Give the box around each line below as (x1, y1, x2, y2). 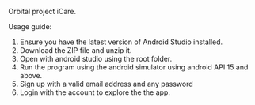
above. (19, 71, 43, 80)
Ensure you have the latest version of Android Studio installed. (19, 37, 223, 47)
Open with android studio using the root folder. (19, 54, 173, 63)
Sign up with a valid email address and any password (19, 79, 194, 88)
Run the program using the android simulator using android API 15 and (19, 62, 249, 72)
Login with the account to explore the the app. (19, 88, 170, 97)
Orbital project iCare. (8, 7, 77, 16)
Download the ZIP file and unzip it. (19, 46, 132, 54)
